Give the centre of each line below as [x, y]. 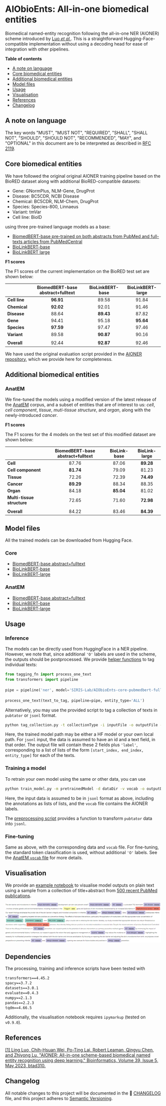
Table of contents [23, 58]
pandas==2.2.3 [20, 1003]
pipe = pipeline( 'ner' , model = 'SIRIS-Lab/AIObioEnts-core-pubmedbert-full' [85, 690]
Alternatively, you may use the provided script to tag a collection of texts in [81, 710]
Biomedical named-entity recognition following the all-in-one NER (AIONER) [82, 33]
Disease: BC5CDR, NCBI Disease [46, 196]
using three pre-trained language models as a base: [58, 227]
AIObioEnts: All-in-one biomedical [77, 9]
